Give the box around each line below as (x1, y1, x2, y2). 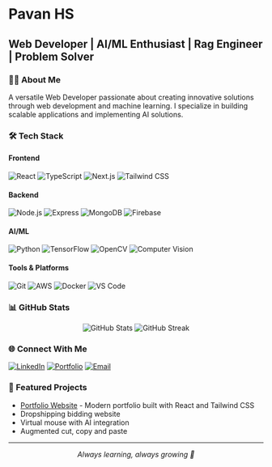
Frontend (8, 153, 40, 163)
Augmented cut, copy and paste (19, 426, 128, 435)
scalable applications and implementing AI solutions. (8, 109, 184, 119)
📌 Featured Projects (8, 382, 87, 393)
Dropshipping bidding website (19, 409, 121, 418)
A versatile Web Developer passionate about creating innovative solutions (8, 92, 254, 102)
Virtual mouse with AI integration (19, 418, 130, 427)
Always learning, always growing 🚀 (77, 449, 195, 459)
